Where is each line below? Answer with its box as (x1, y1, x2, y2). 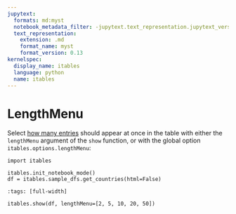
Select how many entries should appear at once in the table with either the (7, 129, 223, 138)
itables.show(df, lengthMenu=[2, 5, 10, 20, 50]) (7, 201, 156, 208)
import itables (7, 157, 52, 165)
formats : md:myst (13, 17, 65, 24)
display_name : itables (13, 62, 80, 69)
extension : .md (20, 36, 65, 44)
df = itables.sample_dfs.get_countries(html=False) (7, 176, 162, 183)
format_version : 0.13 (20, 50, 83, 57)
